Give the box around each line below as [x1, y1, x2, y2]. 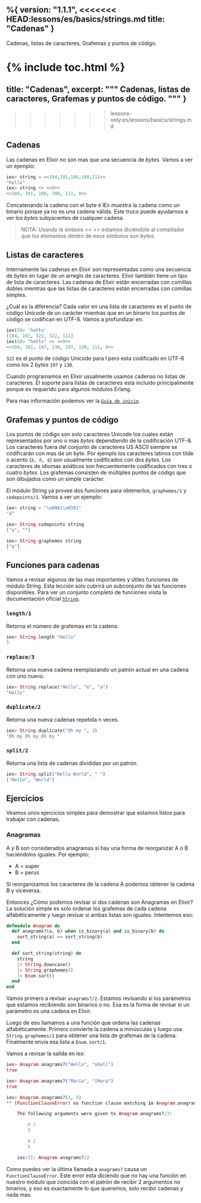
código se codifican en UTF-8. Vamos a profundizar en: [6, 315, 144, 323]
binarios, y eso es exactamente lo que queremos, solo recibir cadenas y [6, 1184, 184, 1192]
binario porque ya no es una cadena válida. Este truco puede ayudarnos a [6, 208, 188, 215]
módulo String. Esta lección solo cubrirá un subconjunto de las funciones [6, 582, 187, 589]
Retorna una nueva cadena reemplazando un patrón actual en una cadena [6, 666, 189, 673]
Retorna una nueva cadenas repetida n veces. [6, 716, 120, 723]
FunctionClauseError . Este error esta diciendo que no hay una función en [6, 1172, 187, 1179]
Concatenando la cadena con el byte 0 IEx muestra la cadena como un [6, 201, 180, 209]
